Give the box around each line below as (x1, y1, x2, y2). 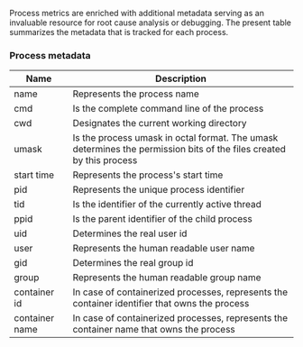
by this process (72, 154, 138, 167)
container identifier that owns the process (72, 297, 250, 310)
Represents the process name (72, 87, 200, 100)
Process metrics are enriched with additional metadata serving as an (9, 8, 264, 18)
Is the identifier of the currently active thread (72, 198, 262, 211)
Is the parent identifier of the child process (72, 213, 252, 225)
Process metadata (9, 49, 92, 61)
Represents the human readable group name (72, 271, 262, 284)
